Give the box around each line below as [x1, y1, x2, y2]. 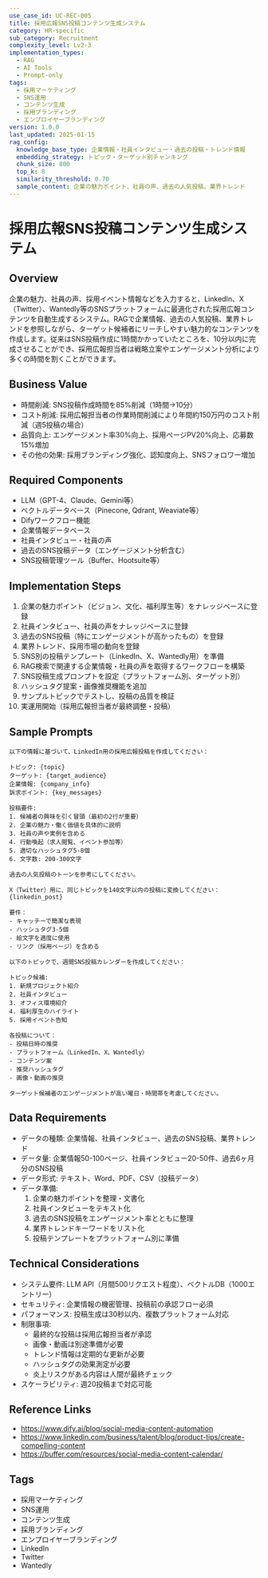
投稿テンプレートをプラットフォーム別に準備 [32, 1233, 179, 1243]
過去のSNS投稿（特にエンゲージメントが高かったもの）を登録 [20, 632, 224, 641]
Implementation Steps [9, 579, 122, 592]
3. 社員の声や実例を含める [9, 830, 86, 838]
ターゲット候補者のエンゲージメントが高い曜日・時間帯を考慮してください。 [9, 1090, 223, 1098]
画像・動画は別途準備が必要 [32, 1339, 124, 1349]
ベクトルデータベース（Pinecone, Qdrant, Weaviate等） [20, 505, 203, 516]
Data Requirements [9, 1111, 107, 1125]
